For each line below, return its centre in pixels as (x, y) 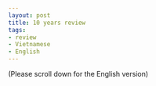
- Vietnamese (29, 45)
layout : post (29, 15)
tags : (17, 30)
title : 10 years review (47, 23)
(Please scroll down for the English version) (78, 74)
